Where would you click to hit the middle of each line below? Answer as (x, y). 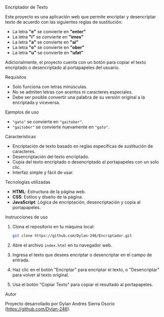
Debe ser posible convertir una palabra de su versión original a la (79, 97)
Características (20, 136)
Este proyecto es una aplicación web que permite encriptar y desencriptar (81, 17)
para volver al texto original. (41, 275)
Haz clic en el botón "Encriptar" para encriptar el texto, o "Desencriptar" (86, 269)
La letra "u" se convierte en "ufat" (48, 53)
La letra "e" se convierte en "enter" (49, 31)
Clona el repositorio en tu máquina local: (53, 227)
